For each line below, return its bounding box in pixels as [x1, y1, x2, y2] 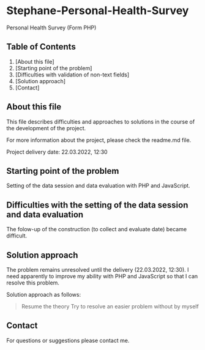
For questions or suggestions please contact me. [6, 337, 130, 344]
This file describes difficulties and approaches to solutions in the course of [6, 117, 195, 125]
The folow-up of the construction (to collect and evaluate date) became [6, 226, 187, 233]
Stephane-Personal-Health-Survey [6, 4, 189, 18]
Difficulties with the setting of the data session [6, 199, 188, 210]
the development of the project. [6, 124, 86, 132]
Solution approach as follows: [6, 291, 81, 298]
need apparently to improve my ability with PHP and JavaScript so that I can [6, 273, 198, 280]
